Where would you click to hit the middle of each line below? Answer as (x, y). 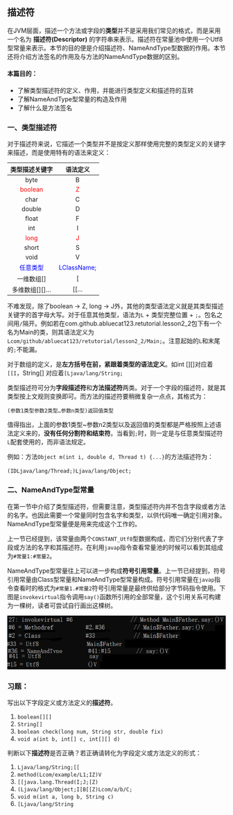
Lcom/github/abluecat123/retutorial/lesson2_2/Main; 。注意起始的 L (105, 341)
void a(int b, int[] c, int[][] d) (69, 739)
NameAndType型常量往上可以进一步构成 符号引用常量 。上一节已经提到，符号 (116, 571)
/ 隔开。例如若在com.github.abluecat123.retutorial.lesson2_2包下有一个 (121, 324)
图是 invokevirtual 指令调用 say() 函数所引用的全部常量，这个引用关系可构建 (114, 596)
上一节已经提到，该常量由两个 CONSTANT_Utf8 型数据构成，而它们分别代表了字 (115, 538)
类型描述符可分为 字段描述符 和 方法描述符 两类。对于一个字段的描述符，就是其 (116, 388)
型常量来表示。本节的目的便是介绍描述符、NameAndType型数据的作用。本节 (116, 48)
